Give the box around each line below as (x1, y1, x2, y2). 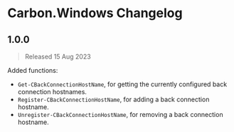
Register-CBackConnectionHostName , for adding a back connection (17, 95, 210, 103)
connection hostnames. (17, 88, 87, 96)
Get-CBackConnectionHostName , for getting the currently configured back (17, 80, 228, 88)
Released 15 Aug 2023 (24, 52, 91, 61)
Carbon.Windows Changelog (7, 5, 183, 21)
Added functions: (7, 66, 58, 74)
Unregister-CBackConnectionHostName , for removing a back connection (17, 111, 223, 118)
